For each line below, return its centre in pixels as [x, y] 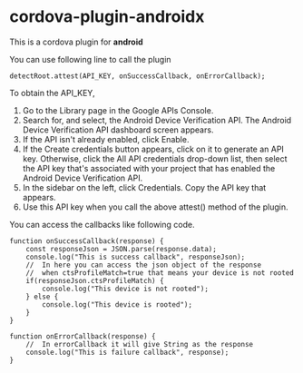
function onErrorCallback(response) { [83, 336]
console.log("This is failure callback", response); [127, 352]
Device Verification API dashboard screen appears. [118, 130]
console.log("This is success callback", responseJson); [136, 257]
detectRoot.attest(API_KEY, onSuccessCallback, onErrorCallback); [137, 76]
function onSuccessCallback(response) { [87, 241]
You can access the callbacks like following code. [102, 224]
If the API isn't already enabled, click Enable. [106, 139]
